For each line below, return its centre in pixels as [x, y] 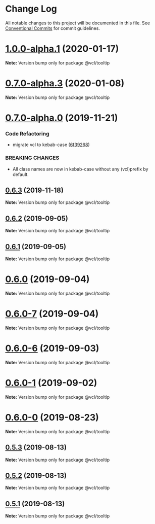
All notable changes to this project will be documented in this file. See [78, 23]
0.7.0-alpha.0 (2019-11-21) [62, 118]
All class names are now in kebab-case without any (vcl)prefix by [80, 169]
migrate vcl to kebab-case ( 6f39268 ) [51, 145]
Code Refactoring [27, 133]
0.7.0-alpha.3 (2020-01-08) [65, 83]
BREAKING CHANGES [32, 158]
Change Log [31, 9]
